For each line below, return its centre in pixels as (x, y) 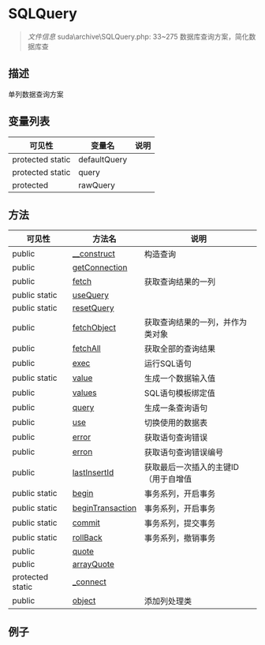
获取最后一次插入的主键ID (191, 468)
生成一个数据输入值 (179, 378)
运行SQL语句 (168, 364)
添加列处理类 (168, 602)
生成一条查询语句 (175, 408)
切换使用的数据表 (175, 423)
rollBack (87, 538)
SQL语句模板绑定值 (179, 393)
